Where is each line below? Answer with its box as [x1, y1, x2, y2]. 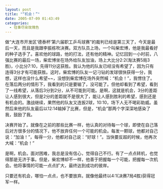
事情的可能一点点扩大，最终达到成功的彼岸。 [21, 163, 112, 169]
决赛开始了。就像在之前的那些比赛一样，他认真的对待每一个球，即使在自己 [5, 122, 154, 128]
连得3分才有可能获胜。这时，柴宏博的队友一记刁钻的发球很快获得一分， [5, 69, 148, 75]
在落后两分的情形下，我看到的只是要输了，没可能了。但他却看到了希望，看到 [5, 81, 158, 87]
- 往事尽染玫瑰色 [9, 25, 39, 30]
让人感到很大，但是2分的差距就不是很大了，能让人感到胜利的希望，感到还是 [5, 94, 157, 99]
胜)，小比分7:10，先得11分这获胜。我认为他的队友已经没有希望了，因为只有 [5, 63, 154, 69]
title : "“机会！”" [5, 12, 40, 16]
